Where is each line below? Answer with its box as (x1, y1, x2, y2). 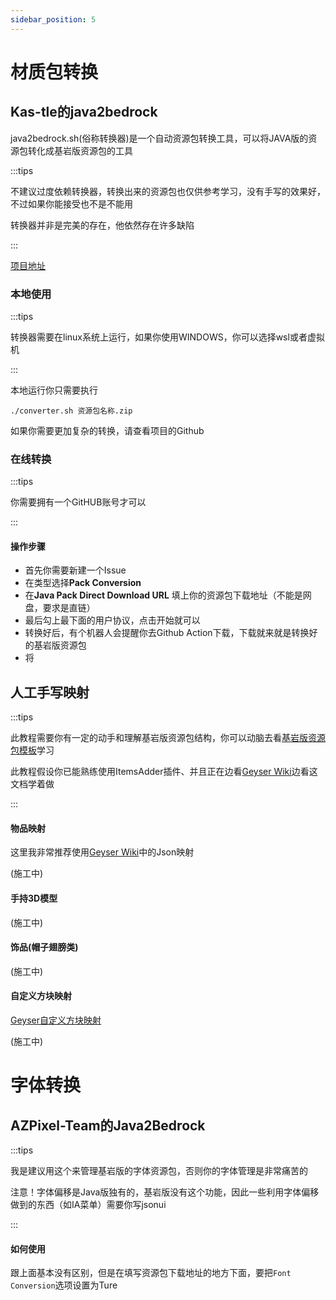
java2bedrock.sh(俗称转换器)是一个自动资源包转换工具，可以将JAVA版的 (10, 132, 309, 144)
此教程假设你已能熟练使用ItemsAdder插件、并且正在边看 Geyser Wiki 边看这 (10, 766, 318, 778)
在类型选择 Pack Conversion (24, 577, 142, 589)
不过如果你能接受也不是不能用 (10, 197, 133, 210)
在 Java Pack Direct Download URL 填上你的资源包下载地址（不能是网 (24, 589, 312, 601)
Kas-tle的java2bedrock (10, 104, 158, 121)
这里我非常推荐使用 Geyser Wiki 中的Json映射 (10, 846, 195, 858)
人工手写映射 (10, 684, 90, 701)
